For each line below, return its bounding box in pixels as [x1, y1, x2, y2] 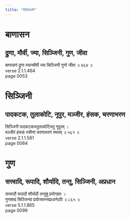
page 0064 [5, 140, 28, 146]
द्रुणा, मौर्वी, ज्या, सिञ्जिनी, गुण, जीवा [5, 49, 88, 57]
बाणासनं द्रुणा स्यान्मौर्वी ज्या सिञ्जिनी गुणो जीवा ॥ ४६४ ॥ [5, 62, 93, 68]
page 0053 [5, 73, 28, 79]
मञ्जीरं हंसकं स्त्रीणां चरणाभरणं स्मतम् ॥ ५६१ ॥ [5, 129, 79, 135]
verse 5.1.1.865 [5, 202, 35, 208]
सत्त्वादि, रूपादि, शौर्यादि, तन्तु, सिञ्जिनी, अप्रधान [5, 178, 116, 186]
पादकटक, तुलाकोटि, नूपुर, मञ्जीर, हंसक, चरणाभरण [5, 110, 126, 119]
